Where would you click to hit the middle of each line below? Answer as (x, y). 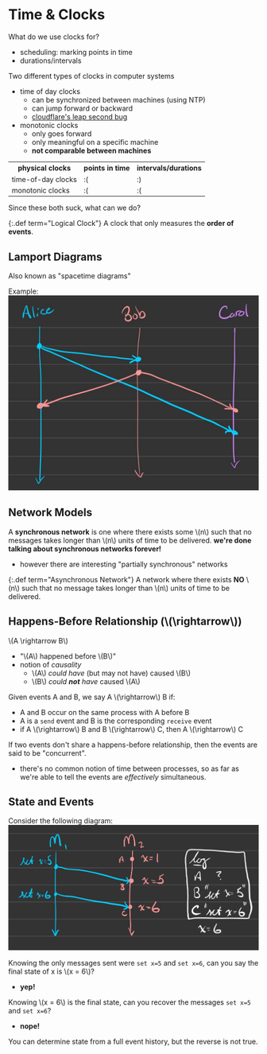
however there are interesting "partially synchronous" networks (124, 564)
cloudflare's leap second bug (79, 116)
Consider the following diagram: (61, 821)
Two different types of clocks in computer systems (91, 76)
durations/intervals (50, 60)
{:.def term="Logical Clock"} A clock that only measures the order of (121, 224)
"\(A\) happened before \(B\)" (68, 656)
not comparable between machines (91, 150)
